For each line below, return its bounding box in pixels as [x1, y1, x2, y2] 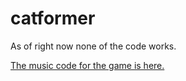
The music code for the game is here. [10, 59, 165, 71]
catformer [10, 7, 96, 30]
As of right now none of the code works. [10, 40, 177, 52]
